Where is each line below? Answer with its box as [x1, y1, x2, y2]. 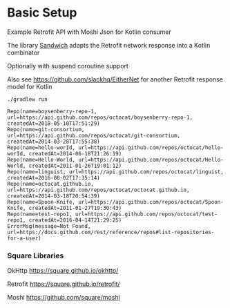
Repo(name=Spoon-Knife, [7, 198, 76, 205]
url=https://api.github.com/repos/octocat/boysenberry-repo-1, [7, 114, 193, 121]
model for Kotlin [7, 82, 52, 90]
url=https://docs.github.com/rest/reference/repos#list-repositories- [7, 229, 215, 235]
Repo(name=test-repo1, [7, 211, 73, 218]
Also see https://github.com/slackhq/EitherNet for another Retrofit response [7, 75, 223, 84]
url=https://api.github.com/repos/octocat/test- [75, 211, 218, 218]
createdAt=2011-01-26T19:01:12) [28, 162, 122, 169]
